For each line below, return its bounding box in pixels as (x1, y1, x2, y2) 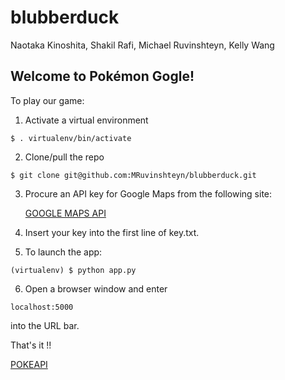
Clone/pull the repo (24, 151, 105, 163)
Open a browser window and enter (24, 282, 168, 295)
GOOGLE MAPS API (24, 207, 107, 219)
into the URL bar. (10, 319, 80, 331)
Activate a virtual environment (24, 114, 149, 126)
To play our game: (10, 94, 85, 106)
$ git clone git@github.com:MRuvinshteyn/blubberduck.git (10, 170, 257, 180)
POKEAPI (10, 358, 48, 370)
